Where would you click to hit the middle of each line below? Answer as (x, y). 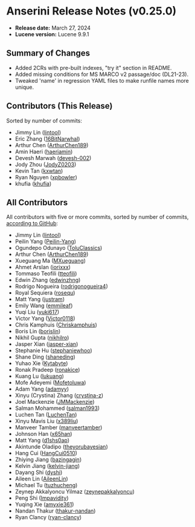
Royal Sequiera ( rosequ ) (45, 293)
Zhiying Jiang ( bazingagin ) (48, 459)
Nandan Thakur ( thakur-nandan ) (55, 511)
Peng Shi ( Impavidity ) (42, 498)
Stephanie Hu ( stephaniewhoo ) (53, 351)
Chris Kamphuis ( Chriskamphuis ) (56, 325)
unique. (24, 87)
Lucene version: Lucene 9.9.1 (52, 34)
